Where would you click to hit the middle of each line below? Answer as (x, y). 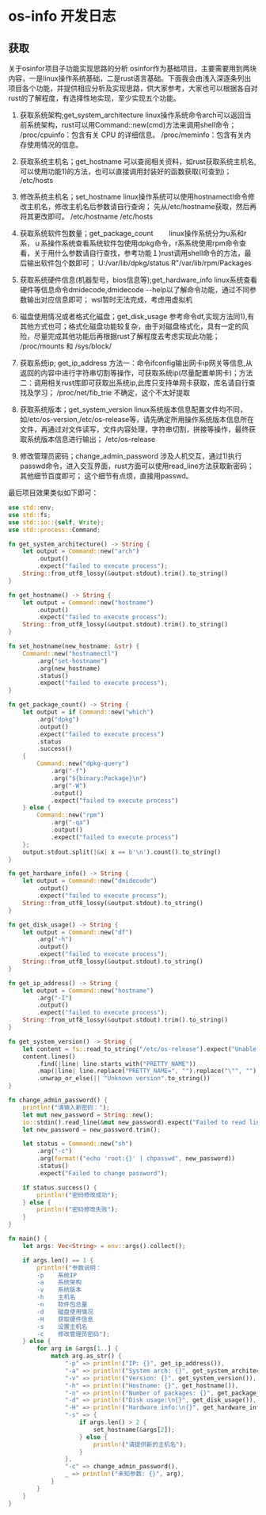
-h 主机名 (56, 1297)
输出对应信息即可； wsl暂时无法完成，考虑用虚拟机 (109, 299)
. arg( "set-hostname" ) (72, 661)
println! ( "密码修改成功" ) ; (78, 1195)
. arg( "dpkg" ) (58, 719)
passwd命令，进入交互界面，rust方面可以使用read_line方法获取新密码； (137, 466)
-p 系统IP (57, 1275)
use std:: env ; (32, 508)
